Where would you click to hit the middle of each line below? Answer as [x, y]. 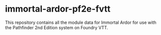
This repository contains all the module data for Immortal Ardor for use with [81, 22]
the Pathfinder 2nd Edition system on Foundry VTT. [57, 27]
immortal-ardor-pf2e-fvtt [58, 9]
